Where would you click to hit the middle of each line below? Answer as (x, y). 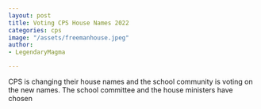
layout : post (30, 15)
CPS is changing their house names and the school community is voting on (130, 81)
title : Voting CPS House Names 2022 (69, 23)
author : (21, 45)
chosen (21, 98)
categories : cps (35, 30)
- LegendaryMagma (37, 52)
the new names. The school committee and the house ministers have (121, 90)
